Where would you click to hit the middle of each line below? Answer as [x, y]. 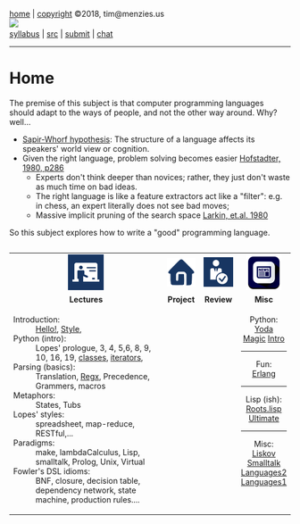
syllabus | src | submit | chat [61, 34]
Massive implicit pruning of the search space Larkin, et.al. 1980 [152, 215]
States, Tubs [58, 405]
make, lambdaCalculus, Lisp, [88, 453]
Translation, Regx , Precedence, [92, 377]
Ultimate [264, 419]
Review [218, 299]
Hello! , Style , [58, 329]
